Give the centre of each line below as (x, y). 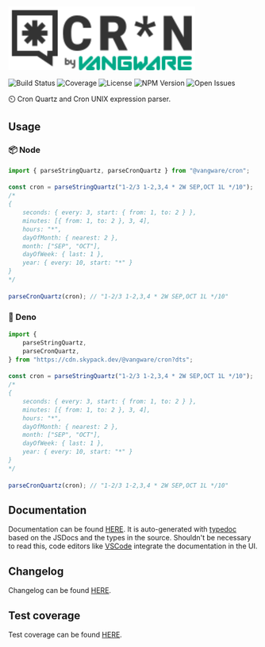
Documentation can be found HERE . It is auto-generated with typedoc (123, 529)
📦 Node (25, 150)
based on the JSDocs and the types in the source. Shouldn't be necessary (130, 538)
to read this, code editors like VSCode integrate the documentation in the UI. (133, 546)
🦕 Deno (23, 317)
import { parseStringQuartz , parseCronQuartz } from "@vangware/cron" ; (129, 170)
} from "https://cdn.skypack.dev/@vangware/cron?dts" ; (101, 360)
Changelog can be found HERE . (60, 590)
